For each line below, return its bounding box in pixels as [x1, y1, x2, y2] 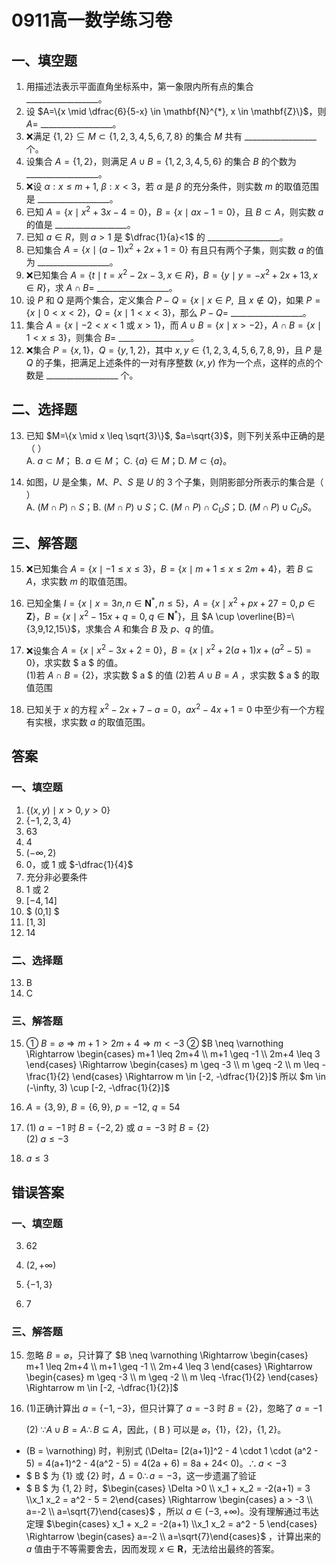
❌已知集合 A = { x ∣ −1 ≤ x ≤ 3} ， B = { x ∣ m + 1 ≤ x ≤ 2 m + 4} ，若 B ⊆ [25, 563, 314, 575]
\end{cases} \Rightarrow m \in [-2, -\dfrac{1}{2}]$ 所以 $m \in [72, 1071, 326, 1083]
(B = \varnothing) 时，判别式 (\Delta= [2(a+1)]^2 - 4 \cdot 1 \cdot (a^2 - [25, 1445, 319, 1457]
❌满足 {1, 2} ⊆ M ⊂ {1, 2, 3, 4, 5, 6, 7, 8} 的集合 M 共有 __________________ [25, 131, 317, 142]
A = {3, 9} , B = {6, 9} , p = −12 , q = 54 [25, 1101, 181, 1113]
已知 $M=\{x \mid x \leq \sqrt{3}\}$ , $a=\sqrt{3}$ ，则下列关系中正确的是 [25, 429, 326, 441]
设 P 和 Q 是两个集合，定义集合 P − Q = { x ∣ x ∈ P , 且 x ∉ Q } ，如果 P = [25, 294, 321, 306]
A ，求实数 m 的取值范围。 [25, 576, 133, 588]
